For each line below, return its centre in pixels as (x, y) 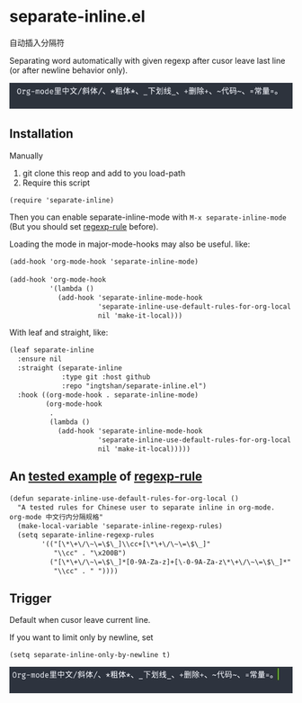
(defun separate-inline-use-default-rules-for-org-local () (124, 498)
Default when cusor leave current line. (80, 620)
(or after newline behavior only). (69, 70)
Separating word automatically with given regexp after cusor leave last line (147, 60)
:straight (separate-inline (70, 368)
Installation (41, 134)
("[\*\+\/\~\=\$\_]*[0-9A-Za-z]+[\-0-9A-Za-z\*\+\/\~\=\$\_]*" (170, 562)
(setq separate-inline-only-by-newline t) (90, 655)
